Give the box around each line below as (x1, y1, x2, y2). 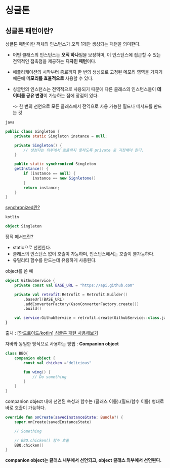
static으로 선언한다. (12, 245, 52, 250)
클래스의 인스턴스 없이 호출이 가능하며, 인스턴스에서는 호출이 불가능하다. (12, 251, 155, 257)
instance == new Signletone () (32, 175, 96, 181)
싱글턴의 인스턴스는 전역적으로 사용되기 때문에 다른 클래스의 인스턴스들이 (12, 86, 156, 92)
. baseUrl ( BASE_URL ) (23, 297, 65, 302)
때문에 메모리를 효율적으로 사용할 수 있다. (12, 75, 94, 81)
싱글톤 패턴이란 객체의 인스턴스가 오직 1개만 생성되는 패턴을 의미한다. (5, 41, 141, 47)
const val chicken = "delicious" (23, 360, 92, 365)
